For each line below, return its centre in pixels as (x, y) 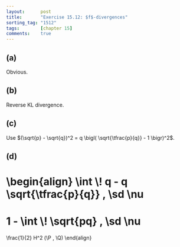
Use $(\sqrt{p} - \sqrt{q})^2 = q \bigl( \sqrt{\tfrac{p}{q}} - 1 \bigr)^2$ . (91, 137)
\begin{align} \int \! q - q (67, 182)
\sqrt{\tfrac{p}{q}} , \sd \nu (75, 195)
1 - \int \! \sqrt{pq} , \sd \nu (73, 221)
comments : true (29, 34)
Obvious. (17, 72)
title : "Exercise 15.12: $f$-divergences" (67, 17)
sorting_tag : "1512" (32, 23)
